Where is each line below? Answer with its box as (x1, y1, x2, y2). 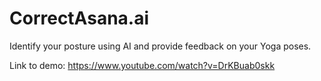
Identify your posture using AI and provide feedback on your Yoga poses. (9, 40, 312, 52)
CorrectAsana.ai (9, 7, 150, 30)
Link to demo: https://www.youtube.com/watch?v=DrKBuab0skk (9, 59, 276, 71)
